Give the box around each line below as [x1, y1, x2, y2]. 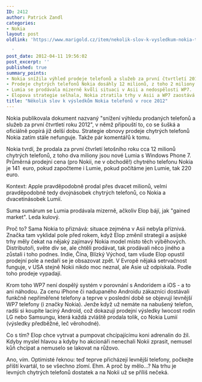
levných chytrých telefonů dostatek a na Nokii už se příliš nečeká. [6, 368, 170, 376]
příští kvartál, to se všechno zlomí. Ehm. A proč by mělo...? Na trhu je [6, 362, 177, 369]
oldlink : [6, 37, 28, 43]
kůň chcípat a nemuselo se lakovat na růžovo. [6, 344, 120, 351]
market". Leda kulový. [6, 213, 60, 220]
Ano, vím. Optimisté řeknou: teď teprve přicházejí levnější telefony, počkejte [6, 356, 194, 363]
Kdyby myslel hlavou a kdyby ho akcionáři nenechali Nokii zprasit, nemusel [6, 337, 192, 345]
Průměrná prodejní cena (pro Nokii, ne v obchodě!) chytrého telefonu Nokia [6, 158, 194, 165]
